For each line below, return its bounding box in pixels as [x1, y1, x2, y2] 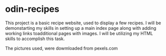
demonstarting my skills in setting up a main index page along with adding [5, 25, 157, 31]
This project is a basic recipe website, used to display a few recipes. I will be [5, 20, 161, 26]
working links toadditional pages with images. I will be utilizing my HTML [5, 30, 153, 36]
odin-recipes [5, 3, 59, 15]
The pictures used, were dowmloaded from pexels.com [5, 45, 118, 51]
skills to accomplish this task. [5, 36, 65, 42]
